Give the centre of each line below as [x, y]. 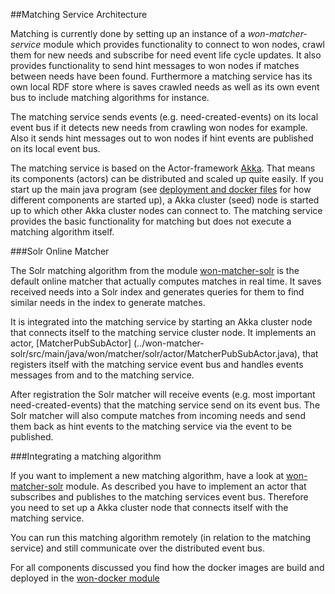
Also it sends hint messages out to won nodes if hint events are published [162, 138]
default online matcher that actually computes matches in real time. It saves [166, 281]
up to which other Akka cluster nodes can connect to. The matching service [166, 210]
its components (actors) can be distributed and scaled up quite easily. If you [167, 178]
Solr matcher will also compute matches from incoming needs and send [158, 415]
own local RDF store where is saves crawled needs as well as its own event [165, 87]
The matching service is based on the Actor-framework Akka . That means [163, 168]
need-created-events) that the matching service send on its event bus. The [165, 405]
